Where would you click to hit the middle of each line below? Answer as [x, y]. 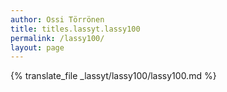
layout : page [37, 47]
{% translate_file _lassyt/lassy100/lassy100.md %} [113, 76]
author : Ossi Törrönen [57, 19]
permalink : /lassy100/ [57, 38]
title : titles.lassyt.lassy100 [75, 29]
